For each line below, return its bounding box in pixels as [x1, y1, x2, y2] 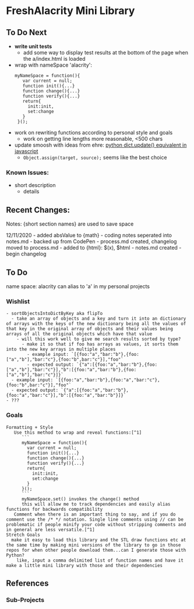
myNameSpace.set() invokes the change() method [21, 496, 140, 502]
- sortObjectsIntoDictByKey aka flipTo [6, 311, 103, 317]
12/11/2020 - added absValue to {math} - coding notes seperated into [6, 232, 172, 239]
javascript [14, 148, 38, 154]
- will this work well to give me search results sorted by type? [16, 336, 181, 342]
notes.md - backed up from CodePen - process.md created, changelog [6, 238, 177, 245]
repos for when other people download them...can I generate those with [6, 547, 186, 553]
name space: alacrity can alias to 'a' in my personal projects [6, 282, 150, 290]
